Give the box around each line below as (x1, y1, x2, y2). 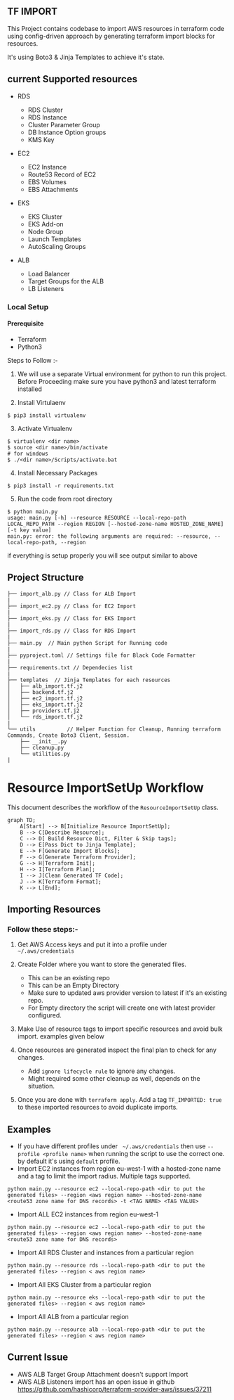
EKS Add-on (27, 219, 64, 228)
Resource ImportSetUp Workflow (7, 780, 205, 795)
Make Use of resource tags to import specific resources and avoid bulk (17, 1025, 223, 1033)
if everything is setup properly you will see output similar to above (7, 551, 198, 560)
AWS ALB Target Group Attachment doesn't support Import (17, 1370, 188, 1378)
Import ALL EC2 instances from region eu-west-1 (17, 1210, 159, 1219)
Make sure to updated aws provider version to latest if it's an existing (27, 989, 228, 997)
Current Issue (7, 1351, 69, 1363)
